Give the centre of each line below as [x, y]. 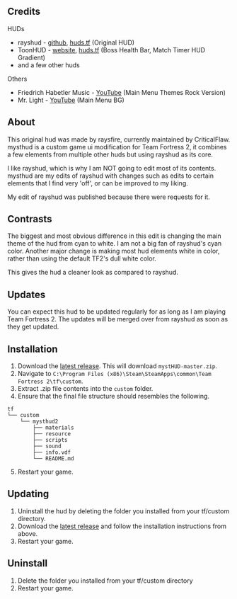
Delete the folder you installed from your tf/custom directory [105, 581]
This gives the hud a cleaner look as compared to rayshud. [93, 273]
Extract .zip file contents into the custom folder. [85, 389]
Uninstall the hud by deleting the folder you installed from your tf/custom [123, 511]
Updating [28, 494]
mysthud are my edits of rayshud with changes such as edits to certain [111, 176]
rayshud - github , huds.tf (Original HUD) [76, 42]
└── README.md [53, 459]
